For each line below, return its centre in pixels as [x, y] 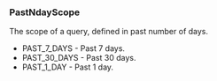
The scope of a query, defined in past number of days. [109, 32]
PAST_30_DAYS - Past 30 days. [79, 58]
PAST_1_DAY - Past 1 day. [67, 67]
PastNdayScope [45, 12]
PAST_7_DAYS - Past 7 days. [74, 48]
